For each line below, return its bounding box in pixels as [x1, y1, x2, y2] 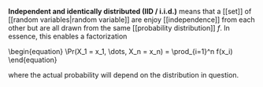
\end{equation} [8, 55, 57, 64]
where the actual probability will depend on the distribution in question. [8, 71, 239, 79]
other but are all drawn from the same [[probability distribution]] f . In [8, 24, 231, 32]
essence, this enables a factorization [8, 31, 128, 41]
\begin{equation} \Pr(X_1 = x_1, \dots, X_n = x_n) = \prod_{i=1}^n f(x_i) [8, 47, 234, 56]
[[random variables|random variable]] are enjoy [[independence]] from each [8, 15, 256, 24]
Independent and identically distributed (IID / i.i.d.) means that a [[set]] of [8, 7, 252, 16]
